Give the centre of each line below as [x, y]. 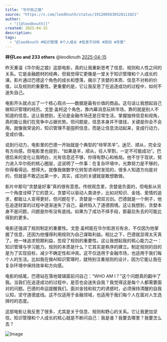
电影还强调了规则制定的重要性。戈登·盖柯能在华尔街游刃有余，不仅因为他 [80, 228]
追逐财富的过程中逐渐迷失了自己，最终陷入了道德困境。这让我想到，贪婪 [83, 205]
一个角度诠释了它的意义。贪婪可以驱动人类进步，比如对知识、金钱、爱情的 [81, 193]
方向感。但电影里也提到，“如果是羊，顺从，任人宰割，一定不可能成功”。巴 [85, 151]
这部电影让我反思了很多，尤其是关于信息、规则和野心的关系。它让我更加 [79, 311]
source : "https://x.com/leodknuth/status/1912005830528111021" [72, 14]
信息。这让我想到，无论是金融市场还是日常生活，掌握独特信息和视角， [90, 115]
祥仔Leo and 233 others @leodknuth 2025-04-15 [56, 57]
